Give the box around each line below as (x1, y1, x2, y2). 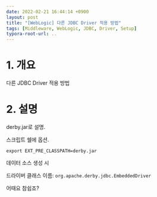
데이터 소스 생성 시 (6, 159, 49, 166)
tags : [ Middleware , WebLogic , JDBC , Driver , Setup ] (6, 25, 137, 32)
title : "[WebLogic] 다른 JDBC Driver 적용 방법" (6, 20, 122, 26)
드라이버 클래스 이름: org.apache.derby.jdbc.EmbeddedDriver (6, 172, 152, 179)
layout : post (6, 14, 39, 20)
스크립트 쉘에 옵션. (6, 136, 49, 143)
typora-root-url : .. (6, 31, 58, 37)
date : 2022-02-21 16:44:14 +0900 (6, 8, 89, 15)
